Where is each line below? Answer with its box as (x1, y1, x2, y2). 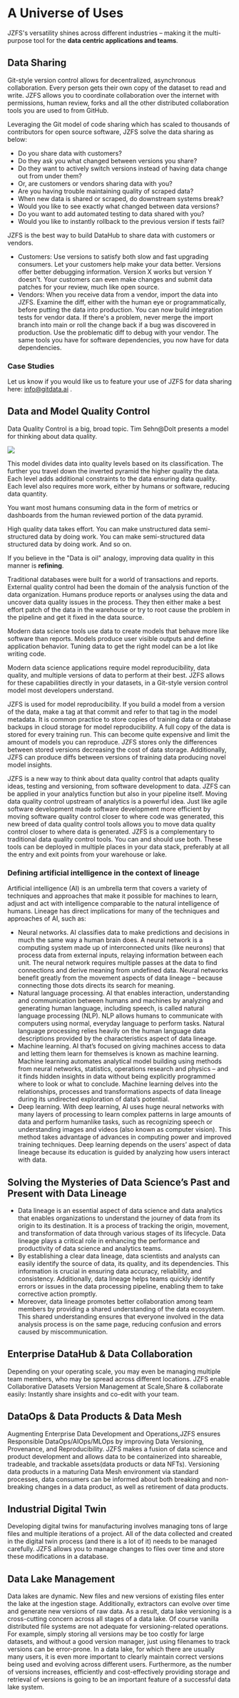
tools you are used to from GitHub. (7, 106, 109, 115)
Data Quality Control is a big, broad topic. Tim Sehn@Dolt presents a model (7, 424, 229, 433)
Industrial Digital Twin (7, 1503, 107, 1515)
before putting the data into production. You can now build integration (17, 305, 223, 314)
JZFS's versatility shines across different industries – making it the (7, 29, 203, 37)
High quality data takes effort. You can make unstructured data (7, 524, 193, 533)
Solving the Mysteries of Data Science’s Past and (7, 1176, 230, 1188)
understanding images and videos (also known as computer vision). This (17, 1125, 232, 1134)
